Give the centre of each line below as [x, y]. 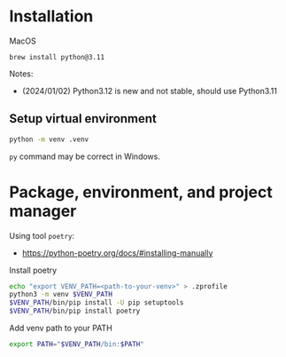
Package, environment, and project [141, 192]
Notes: [21, 74]
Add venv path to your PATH [61, 328]
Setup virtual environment [83, 119]
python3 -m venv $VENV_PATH [61, 295]
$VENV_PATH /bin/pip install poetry [75, 311]
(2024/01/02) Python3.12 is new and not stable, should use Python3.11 [149, 91]
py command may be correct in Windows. [85, 156]
